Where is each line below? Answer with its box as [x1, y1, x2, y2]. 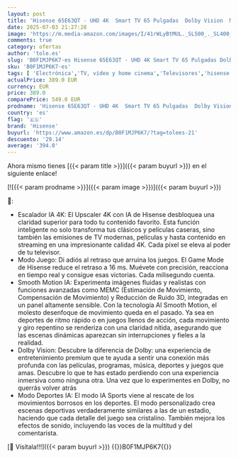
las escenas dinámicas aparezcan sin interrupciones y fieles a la [17, 331, 205, 340]
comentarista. [17, 429, 59, 437]
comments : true [7, 37, 52, 44]
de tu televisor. [17, 248, 62, 257]
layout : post [7, 10, 46, 18]
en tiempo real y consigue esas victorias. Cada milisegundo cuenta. [17, 271, 215, 279]
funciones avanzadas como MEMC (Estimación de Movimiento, [17, 286, 203, 294]
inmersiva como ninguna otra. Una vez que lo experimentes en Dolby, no [17, 376, 230, 385]
